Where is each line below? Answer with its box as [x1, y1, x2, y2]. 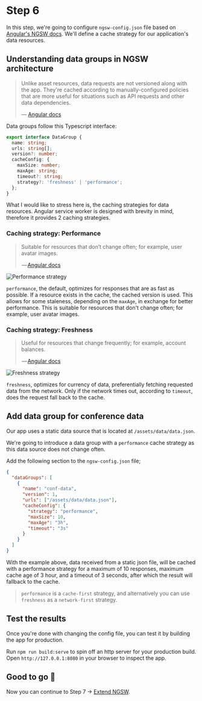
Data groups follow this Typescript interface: [6, 122, 117, 130]
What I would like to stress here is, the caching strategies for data [6, 201, 169, 209]
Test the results [6, 614, 66, 624]
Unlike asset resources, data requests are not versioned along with [21, 79, 188, 87]
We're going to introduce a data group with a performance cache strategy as [6, 439, 195, 446]
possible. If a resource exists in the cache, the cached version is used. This [6, 291, 193, 298]
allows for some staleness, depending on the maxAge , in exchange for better [6, 297, 194, 304]
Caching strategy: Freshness [6, 325, 93, 334]
